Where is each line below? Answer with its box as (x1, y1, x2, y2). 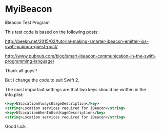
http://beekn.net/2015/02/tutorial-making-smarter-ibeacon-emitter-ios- (5, 38, 149, 44)
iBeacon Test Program (5, 19, 50, 25)
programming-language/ (5, 58, 55, 64)
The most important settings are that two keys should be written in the (5, 86, 146, 92)
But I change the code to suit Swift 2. (5, 77, 80, 83)
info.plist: (5, 92, 24, 97)
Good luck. (5, 123, 27, 130)
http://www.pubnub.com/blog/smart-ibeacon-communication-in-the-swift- (5, 53, 156, 59)
